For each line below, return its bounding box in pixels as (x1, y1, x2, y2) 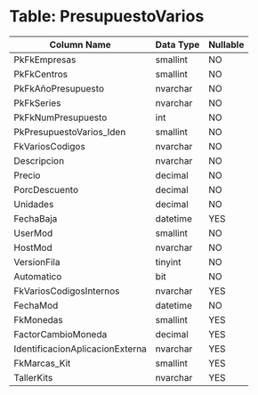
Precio (13, 169, 41, 181)
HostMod (13, 241, 53, 254)
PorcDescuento (13, 183, 78, 196)
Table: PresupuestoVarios (9, 6, 205, 27)
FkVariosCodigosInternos (13, 285, 120, 297)
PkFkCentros (13, 68, 69, 80)
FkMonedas (13, 313, 64, 326)
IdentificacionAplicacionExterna (13, 343, 147, 355)
